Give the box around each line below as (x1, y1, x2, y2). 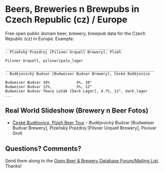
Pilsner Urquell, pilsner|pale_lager (5, 58, 83, 63)
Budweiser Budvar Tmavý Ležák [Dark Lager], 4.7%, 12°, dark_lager (5, 88, 148, 94)
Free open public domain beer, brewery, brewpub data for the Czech (5, 30, 146, 36)
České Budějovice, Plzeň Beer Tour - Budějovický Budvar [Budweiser (12, 119, 155, 125)
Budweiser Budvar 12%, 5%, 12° (5, 84, 92, 89)
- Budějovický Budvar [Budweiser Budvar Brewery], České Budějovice (5, 71, 150, 76)
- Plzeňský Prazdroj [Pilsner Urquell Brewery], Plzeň (5, 50, 121, 55)
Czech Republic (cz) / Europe (5, 14, 128, 25)
